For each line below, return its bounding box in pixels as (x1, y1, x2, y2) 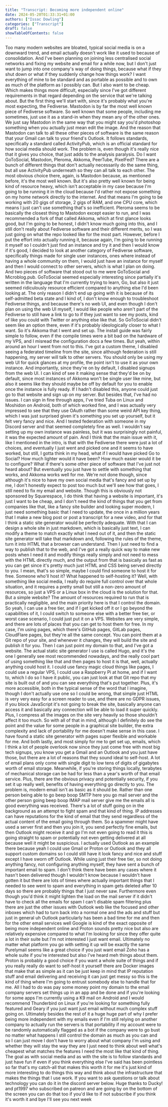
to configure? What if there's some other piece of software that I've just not (5, 461, 160, 467)
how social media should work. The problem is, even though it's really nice (5, 146, 159, 152)
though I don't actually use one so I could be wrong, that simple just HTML (5, 690, 159, 696)
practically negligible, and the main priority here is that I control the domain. (5, 600, 161, 606)
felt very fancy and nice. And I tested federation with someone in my (5, 418, 146, 424)
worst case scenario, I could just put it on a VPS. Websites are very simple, (5, 616, 159, 622)
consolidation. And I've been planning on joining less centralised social (5, 55, 151, 61)
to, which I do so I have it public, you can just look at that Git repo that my (5, 674, 156, 680)
